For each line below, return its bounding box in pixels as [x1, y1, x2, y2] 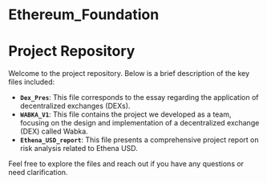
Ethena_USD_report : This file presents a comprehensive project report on [19, 135, 259, 145]
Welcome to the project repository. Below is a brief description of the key [8, 69, 250, 78]
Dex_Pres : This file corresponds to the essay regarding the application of [19, 93, 259, 102]
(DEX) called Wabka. [19, 126, 88, 137]
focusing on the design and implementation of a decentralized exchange [19, 118, 260, 128]
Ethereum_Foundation [8, 6, 160, 24]
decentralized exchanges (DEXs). [19, 101, 131, 111]
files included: [8, 78, 55, 87]
